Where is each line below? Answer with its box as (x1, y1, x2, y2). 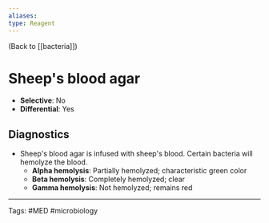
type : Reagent (8, 19, 56, 27)
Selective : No (19, 95, 66, 105)
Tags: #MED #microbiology (8, 206, 98, 216)
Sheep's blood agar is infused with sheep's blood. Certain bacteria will (19, 149, 254, 159)
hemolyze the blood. (19, 157, 88, 167)
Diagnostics (8, 128, 70, 141)
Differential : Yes (19, 104, 74, 114)
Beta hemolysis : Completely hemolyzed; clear (31, 174, 186, 184)
